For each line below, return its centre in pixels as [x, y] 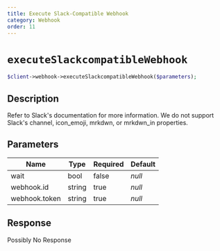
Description [33, 98]
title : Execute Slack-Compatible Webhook [68, 14]
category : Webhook [34, 20]
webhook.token [36, 198]
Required [109, 164]
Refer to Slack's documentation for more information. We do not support [111, 115]
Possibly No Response [39, 240]
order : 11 [22, 26]
